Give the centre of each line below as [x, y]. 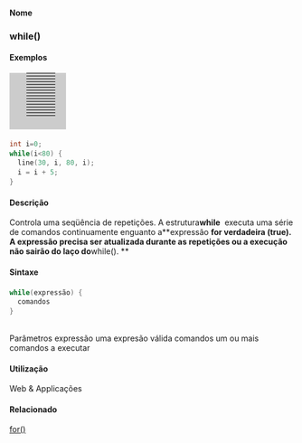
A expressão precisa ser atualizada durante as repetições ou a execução [148, 242]
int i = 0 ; [26, 144]
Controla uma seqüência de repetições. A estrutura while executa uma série [151, 222]
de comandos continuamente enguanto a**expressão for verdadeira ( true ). [151, 232]
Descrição [29, 203]
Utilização [28, 368]
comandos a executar [50, 348]
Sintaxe [24, 272]
